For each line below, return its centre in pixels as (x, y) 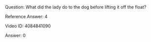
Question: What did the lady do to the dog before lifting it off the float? (76, 7)
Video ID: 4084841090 (28, 26)
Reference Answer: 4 (26, 16)
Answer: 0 (15, 35)
